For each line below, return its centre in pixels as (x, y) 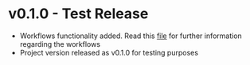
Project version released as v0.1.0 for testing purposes (109, 52)
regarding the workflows (60, 44)
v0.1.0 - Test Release (78, 14)
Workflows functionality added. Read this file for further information (131, 36)
